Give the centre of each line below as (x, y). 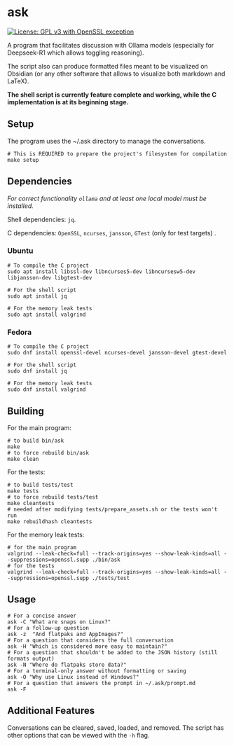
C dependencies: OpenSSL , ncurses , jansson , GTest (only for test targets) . (112, 233)
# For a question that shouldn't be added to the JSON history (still (112, 652)
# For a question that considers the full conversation (90, 640)
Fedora (20, 332)
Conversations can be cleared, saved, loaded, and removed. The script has (116, 727)
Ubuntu (20, 251)
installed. (20, 206)
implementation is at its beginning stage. (68, 102)
